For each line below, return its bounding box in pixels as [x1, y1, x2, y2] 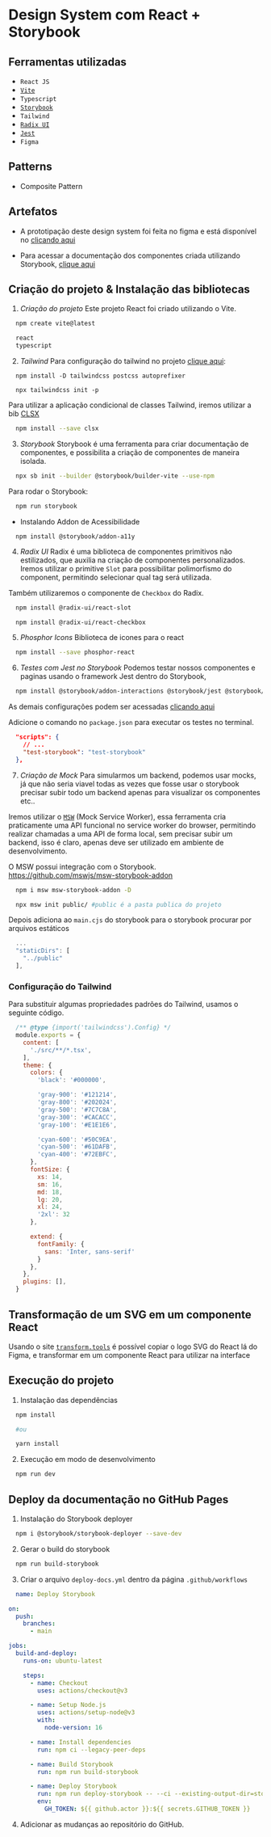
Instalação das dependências [19, 1395, 119, 1405]
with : [37, 1716, 56, 1725]
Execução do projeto [8, 1374, 115, 1388]
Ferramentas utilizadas [8, 55, 127, 69]
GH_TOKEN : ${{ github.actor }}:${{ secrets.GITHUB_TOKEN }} [44, 1805, 251, 1814]
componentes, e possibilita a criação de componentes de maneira [19, 447, 240, 457]
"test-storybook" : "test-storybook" [23, 748, 147, 756]
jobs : [8, 1642, 27, 1650]
